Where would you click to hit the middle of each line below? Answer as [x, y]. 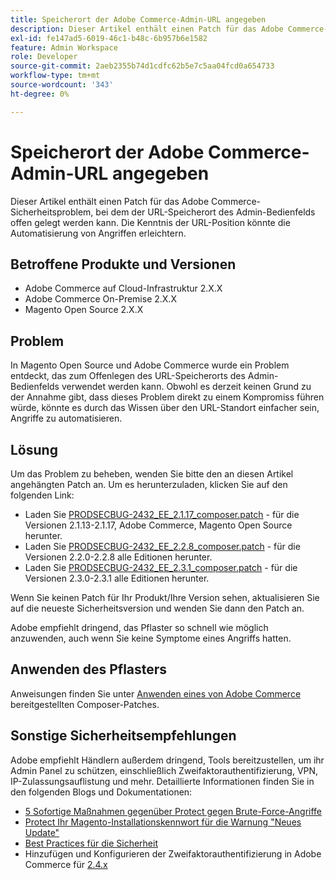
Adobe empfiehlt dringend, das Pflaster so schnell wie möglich [139, 627]
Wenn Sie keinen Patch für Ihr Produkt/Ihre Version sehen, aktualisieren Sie [165, 597]
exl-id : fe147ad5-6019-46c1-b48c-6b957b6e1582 [109, 38]
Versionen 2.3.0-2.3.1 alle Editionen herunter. [117, 578]
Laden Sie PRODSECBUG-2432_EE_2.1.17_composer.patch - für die [162, 514]
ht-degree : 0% [40, 94]
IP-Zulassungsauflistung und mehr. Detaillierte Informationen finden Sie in [162, 781]
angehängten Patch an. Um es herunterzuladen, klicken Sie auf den [149, 484]
